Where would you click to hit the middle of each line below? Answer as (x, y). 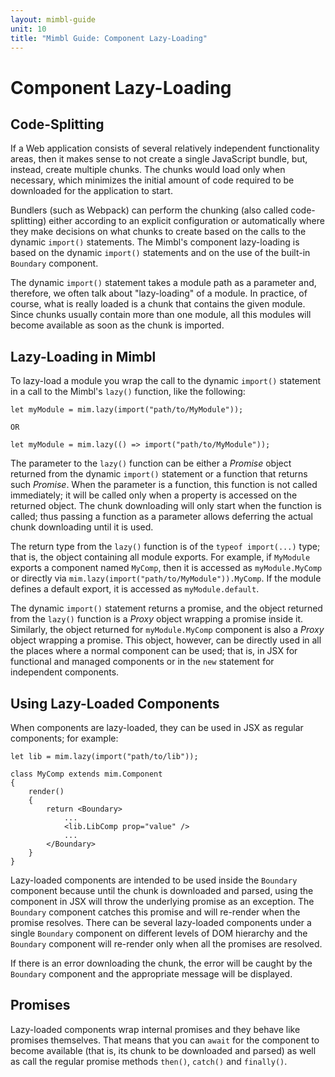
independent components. (65, 672)
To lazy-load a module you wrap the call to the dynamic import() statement (166, 381)
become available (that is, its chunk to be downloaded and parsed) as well (163, 1050)
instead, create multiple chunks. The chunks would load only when (148, 170)
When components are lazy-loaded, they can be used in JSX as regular (157, 727)
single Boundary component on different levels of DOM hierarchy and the (159, 933)
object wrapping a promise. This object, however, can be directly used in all (166, 640)
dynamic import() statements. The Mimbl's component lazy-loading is (155, 242)
